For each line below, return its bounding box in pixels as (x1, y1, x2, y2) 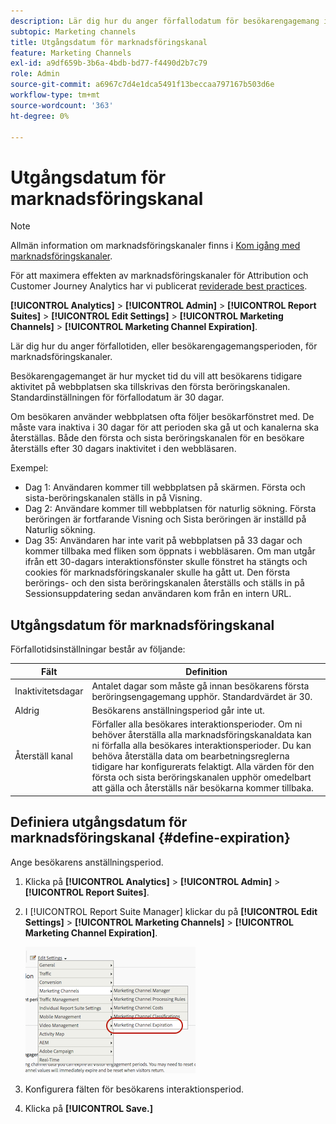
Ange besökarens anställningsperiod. (10, 856, 164, 868)
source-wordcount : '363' (10, 100, 114, 110)
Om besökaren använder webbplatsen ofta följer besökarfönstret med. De (10, 411, 315, 423)
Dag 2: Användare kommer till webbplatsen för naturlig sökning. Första (24, 503, 317, 515)
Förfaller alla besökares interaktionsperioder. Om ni (91, 718, 303, 730)
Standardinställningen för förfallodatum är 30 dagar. (10, 391, 225, 404)
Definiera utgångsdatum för (10, 814, 188, 831)
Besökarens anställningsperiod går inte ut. (91, 705, 265, 717)
